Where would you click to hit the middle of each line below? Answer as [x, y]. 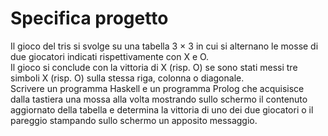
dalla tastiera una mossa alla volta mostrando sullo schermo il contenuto [159, 99]
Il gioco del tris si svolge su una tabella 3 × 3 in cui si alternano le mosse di [164, 46]
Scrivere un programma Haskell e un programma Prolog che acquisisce [157, 88]
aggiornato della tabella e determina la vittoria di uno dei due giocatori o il [162, 109]
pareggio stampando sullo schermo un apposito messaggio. [134, 120]
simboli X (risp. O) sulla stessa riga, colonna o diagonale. [127, 78]
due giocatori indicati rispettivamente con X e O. [110, 56]
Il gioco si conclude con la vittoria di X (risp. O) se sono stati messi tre [154, 67]
